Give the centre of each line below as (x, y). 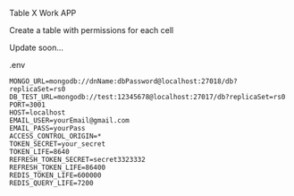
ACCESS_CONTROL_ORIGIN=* (55, 136)
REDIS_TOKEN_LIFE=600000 (55, 175)
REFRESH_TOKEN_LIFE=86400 (57, 167)
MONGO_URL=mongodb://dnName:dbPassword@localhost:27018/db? (124, 81)
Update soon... (37, 47)
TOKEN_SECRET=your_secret (57, 144)
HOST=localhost (38, 113)
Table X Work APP (43, 13)
